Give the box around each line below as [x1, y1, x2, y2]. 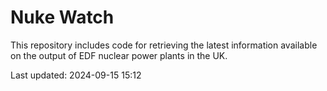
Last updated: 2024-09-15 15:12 [10, 69, 142, 81]
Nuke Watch [10, 6, 115, 29]
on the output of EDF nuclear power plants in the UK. [10, 49, 228, 61]
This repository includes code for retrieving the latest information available [10, 39, 318, 51]
